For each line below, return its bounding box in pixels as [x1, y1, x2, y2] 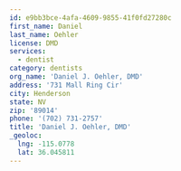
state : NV [9, 97, 47, 107]
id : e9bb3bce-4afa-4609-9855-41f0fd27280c [9, 13, 172, 23]
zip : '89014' [9, 106, 59, 115]
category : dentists [9, 64, 83, 73]
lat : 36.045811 [17, 147, 75, 157]
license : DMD [9, 38, 59, 48]
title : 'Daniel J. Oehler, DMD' [9, 123, 131, 132]
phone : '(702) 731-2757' [9, 114, 103, 123]
